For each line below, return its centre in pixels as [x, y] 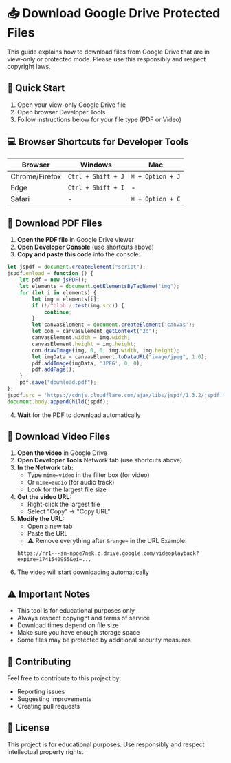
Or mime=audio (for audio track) [71, 482]
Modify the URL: [41, 519]
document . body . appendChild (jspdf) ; [58, 401]
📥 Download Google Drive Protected [114, 13]
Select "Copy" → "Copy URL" [69, 511]
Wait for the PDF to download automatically [79, 415]
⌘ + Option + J [156, 176]
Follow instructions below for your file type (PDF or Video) [99, 119]
